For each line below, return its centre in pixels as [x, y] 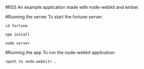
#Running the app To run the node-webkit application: [60, 52]
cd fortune [16, 26]
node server [17, 43]
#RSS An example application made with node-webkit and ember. [72, 7]
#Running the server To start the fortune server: [54, 17]
